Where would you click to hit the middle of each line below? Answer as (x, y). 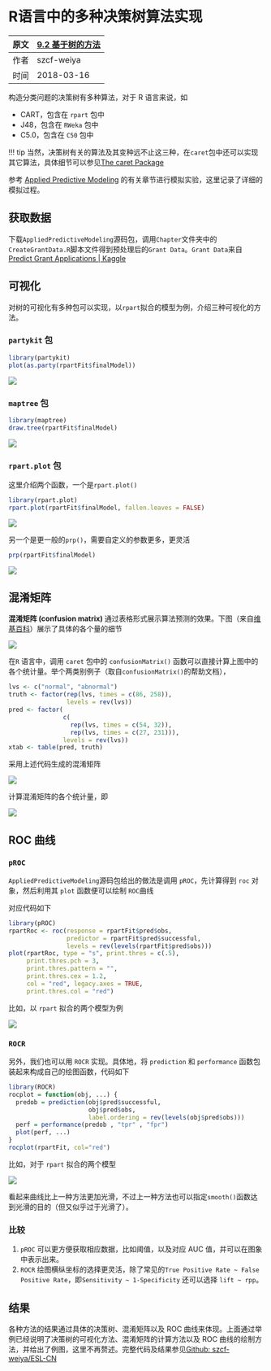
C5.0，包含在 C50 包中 (57, 134)
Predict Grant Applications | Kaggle (67, 258)
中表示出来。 (41, 1260)
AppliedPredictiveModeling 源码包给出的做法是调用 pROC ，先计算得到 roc (129, 880)
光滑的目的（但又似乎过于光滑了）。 (74, 1207)
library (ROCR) (32, 1087)
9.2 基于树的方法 (69, 44)
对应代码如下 (30, 907)
